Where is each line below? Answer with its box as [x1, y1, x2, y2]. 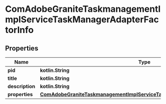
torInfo [5, 25, 34, 35]
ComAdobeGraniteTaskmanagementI [5, 3, 161, 15]
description [7, 83, 36, 90]
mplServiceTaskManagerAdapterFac [5, 14, 159, 25]
